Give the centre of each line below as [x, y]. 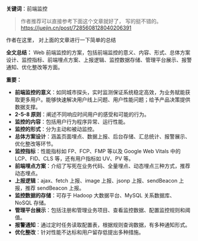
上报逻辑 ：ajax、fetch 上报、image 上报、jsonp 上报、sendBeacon [96, 181]
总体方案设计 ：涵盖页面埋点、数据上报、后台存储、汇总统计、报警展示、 [102, 136]
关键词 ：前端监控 [27, 9]
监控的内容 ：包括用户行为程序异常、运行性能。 [71, 122]
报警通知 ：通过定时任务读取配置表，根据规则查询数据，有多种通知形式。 [102, 225]
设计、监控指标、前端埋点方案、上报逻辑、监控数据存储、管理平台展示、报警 [99, 60]
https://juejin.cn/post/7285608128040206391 [76, 28]
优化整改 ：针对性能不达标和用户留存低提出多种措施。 [79, 232]
